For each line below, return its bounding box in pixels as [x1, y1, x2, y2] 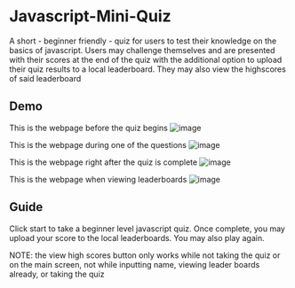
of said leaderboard [9, 73, 82, 83]
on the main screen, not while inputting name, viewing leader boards [9, 259, 260, 269]
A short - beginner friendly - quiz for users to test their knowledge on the [9, 35, 277, 46]
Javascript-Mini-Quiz [9, 6, 171, 27]
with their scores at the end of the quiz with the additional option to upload [9, 54, 283, 65]
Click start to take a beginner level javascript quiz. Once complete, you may [9, 223, 286, 234]
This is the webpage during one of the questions [9, 139, 187, 150]
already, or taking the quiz [9, 269, 105, 279]
